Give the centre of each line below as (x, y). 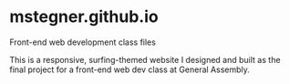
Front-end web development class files (83, 42)
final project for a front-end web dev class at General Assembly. (130, 69)
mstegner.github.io (84, 17)
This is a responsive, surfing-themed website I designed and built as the (145, 59)
